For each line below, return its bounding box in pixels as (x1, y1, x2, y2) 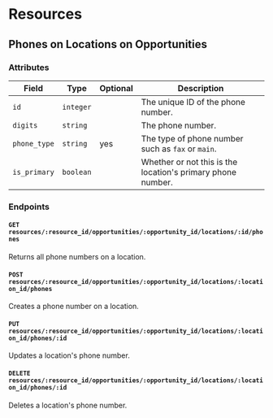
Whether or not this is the (141, 156, 238, 168)
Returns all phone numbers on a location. (8, 252, 146, 261)
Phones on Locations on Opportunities (8, 37, 207, 51)
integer (62, 102, 92, 111)
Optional (99, 82, 134, 94)
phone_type (12, 139, 54, 148)
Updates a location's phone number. (8, 351, 130, 360)
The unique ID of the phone (141, 96, 246, 107)
